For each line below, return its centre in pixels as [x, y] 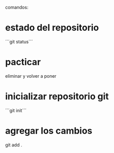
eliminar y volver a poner [31, 76]
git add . [14, 145]
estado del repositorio [52, 28]
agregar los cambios [49, 131]
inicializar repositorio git [57, 97]
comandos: [17, 7]
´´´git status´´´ [19, 41]
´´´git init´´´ [16, 110]
